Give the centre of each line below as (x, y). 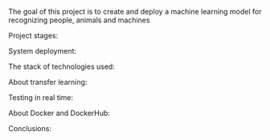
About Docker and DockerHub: (59, 113)
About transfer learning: (48, 82)
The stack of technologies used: (61, 66)
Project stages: (33, 36)
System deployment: (43, 51)
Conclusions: (30, 128)
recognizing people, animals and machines (79, 20)
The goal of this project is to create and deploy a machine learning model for (135, 12)
